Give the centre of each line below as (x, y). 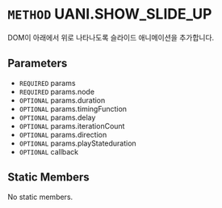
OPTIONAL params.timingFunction (73, 108)
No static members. (40, 197)
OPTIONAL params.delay (57, 117)
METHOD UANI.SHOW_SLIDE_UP (110, 14)
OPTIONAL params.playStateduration (77, 143)
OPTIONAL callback (49, 151)
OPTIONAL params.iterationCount (72, 125)
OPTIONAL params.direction (63, 134)
